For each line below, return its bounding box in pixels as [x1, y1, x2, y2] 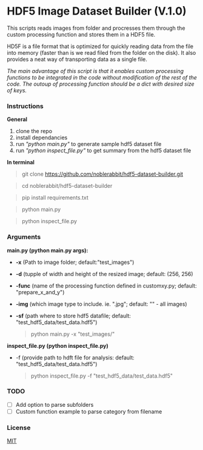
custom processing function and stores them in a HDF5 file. [7, 30, 156, 38]
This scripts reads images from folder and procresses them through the [7, 24, 185, 32]
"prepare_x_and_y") [15, 288, 65, 296]
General [7, 116, 28, 123]
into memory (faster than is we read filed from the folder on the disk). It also [7, 49, 196, 56]
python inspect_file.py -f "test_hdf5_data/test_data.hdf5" [30, 372, 173, 379]
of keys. [7, 86, 27, 94]
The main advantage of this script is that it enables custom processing [7, 67, 184, 74]
